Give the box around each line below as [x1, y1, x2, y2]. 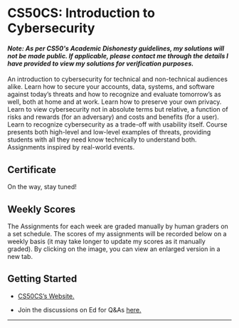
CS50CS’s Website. [17, 292, 75, 300]
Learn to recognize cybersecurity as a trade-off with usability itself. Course [7, 120, 228, 129]
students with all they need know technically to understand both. [7, 135, 197, 144]
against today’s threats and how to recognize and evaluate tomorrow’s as [7, 90, 222, 99]
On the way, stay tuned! [7, 183, 77, 191]
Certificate [7, 164, 57, 176]
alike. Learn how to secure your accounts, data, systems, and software [7, 83, 215, 91]
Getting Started [7, 273, 78, 285]
